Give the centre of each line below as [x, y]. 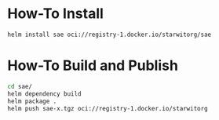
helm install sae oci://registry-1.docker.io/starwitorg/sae [109, 35]
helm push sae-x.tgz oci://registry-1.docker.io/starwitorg [108, 108]
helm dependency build [44, 94]
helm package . [32, 101]
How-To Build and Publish [93, 65]
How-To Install [55, 14]
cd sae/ [20, 86]
